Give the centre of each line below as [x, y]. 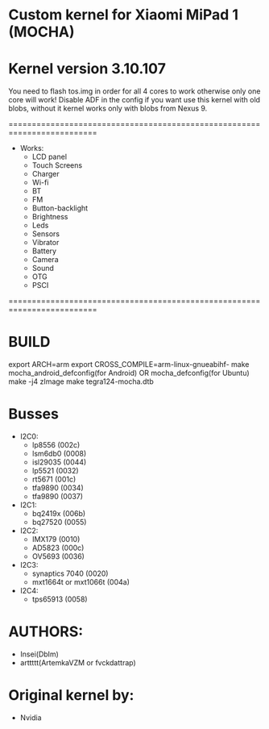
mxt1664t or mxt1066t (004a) [81, 582]
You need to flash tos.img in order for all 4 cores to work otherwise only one [134, 91]
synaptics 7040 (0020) [70, 573]
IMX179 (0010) [56, 539]
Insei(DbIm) [39, 654]
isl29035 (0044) [59, 462]
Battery [44, 251]
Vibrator [46, 243]
